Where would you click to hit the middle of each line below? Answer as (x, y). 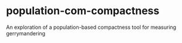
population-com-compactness (83, 11)
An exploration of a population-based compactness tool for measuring (91, 27)
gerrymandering (26, 33)
